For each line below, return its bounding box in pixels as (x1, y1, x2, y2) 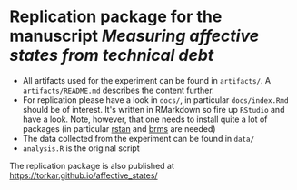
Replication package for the (9, 6, 223, 27)
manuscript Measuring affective (9, 25, 260, 46)
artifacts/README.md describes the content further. (22, 85, 215, 95)
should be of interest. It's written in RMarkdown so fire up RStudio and (22, 104, 285, 115)
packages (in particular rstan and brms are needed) (22, 123, 216, 134)
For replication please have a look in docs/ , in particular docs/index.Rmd (22, 94, 289, 105)
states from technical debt (9, 45, 214, 65)
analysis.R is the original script (22, 143, 140, 154)
